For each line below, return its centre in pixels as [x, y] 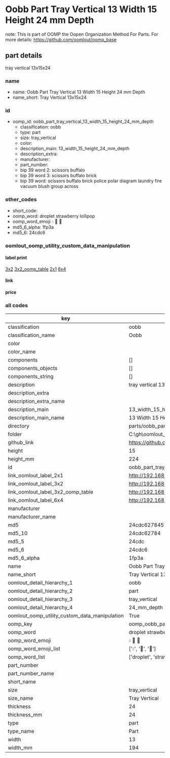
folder [15, 434]
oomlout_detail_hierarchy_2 [40, 591]
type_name [21, 731]
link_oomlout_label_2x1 [36, 476]
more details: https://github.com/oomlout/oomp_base [61, 40]
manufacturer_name [32, 517]
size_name [20, 698]
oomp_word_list [27, 657]
